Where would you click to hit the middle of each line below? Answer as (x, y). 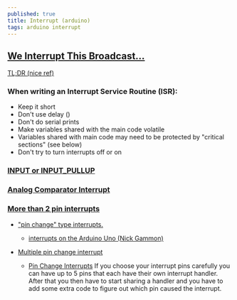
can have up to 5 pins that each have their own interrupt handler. (123, 273)
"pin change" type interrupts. (60, 224)
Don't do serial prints (48, 122)
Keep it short (36, 107)
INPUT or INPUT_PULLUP (51, 171)
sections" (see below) (50, 145)
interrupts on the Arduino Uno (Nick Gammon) (96, 238)
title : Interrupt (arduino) (49, 21)
